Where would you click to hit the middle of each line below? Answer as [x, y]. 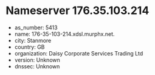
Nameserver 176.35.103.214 [77, 11]
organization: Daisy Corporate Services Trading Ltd [79, 53]
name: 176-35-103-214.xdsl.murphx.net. [64, 34]
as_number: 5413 [36, 27]
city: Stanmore [33, 40]
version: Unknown [37, 60]
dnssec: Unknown [37, 66]
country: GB [29, 47]
